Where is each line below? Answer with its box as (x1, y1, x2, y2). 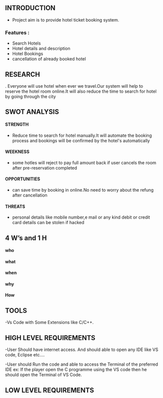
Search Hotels (12, 40, 41, 46)
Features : (5, 29, 30, 36)
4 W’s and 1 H (5, 234, 47, 242)
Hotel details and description (12, 46, 70, 51)
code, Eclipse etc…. (5, 352, 45, 358)
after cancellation (12, 192, 47, 198)
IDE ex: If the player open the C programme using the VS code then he (5, 367, 147, 373)
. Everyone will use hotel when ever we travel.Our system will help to (5, 83, 143, 89)
